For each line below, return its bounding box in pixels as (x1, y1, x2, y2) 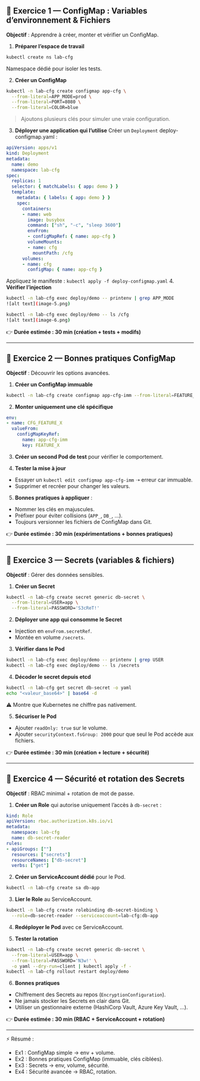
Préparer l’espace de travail (14, 42, 85, 49)
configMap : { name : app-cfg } (27, 266, 102, 273)
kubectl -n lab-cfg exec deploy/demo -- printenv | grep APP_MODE (6, 296, 174, 302)
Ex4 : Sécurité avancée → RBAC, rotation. (14, 1068, 117, 1076)
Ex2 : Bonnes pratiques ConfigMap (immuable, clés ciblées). (14, 1055, 164, 1063)
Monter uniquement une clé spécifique (14, 403, 114, 410)
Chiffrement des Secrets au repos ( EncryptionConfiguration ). (14, 991, 166, 998)
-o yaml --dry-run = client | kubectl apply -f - (11, 963, 132, 969)
